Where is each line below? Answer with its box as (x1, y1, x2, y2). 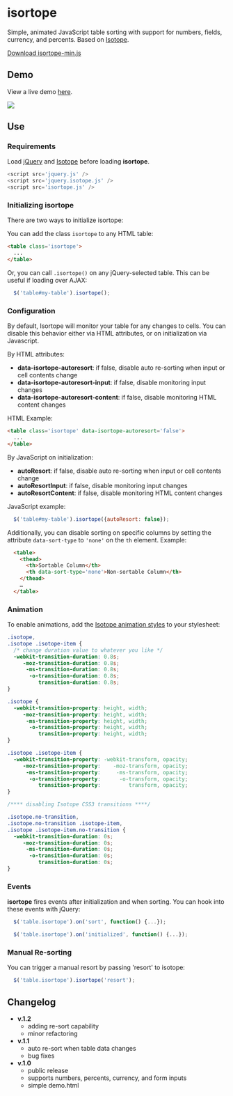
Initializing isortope (7, 200, 74, 210)
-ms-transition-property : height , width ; (25, 717, 148, 725)
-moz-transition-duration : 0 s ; (22, 839, 113, 847)
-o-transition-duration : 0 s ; (29, 852, 113, 859)
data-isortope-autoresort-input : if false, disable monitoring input (17, 378, 207, 387)
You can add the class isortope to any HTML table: (7, 230, 154, 238)
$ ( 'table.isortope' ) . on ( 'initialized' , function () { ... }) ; (13, 931, 188, 938)
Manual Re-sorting (7, 947, 72, 957)
